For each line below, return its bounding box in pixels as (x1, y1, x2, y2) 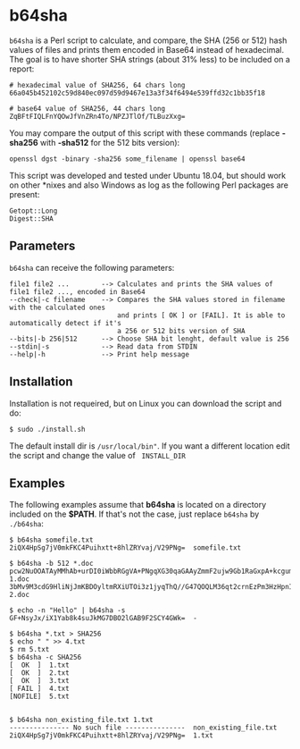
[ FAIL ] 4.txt (9, 685, 70, 694)
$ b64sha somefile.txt (9, 535, 94, 545)
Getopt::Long (9, 206, 58, 215)
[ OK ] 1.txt (9, 661, 70, 670)
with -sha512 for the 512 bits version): (39, 137, 180, 147)
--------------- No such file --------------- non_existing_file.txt (9, 723, 278, 733)
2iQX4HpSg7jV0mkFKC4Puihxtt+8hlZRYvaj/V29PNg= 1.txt (9, 731, 214, 740)
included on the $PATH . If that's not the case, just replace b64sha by (9, 509, 260, 519)
